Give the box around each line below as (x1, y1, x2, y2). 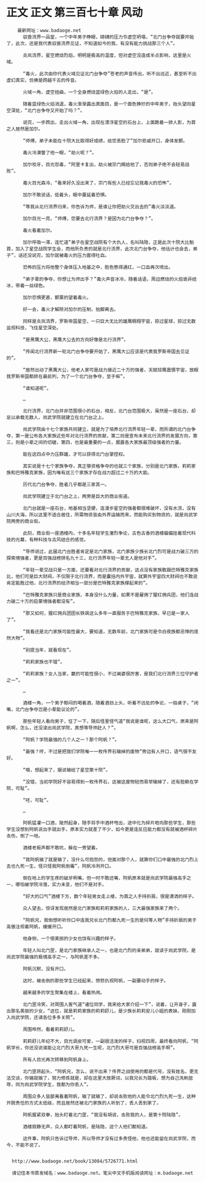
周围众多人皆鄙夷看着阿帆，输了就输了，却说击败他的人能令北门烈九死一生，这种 (22, 1093, 196, 1099)
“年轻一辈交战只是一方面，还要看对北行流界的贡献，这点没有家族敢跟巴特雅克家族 (22, 566, 199, 573)
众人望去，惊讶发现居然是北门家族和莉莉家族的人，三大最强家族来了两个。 (22, 905, 182, 911)
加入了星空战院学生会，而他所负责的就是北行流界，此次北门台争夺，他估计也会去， (15, 246, 193, 252)
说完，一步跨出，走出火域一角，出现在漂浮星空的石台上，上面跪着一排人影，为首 (22, 119, 196, 126)
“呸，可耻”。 (22, 797, 51, 803)
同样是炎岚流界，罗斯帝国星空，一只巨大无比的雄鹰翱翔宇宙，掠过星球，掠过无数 (22, 318, 196, 324)
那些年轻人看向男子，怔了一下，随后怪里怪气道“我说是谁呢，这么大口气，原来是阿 (22, 718, 199, 724)
